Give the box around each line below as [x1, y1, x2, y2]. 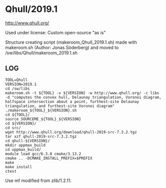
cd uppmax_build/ [5, 147, 41, 152]
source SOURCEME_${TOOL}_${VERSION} [5, 116, 81, 121]
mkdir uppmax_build [5, 143, 46, 148]
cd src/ [5, 125, 21, 130]
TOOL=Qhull [5, 77, 28, 83]
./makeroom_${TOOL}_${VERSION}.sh [5, 108, 77, 113]
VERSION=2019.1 [5, 82, 37, 87]
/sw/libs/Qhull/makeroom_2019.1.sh [5, 50, 78, 56]
